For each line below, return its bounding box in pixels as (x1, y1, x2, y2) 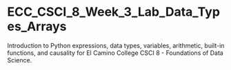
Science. (7, 56, 32, 64)
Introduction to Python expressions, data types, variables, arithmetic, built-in (7, 41, 225, 49)
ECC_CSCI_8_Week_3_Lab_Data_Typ (7, 4, 221, 20)
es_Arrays (7, 19, 67, 34)
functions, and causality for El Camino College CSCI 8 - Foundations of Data (7, 49, 224, 57)
